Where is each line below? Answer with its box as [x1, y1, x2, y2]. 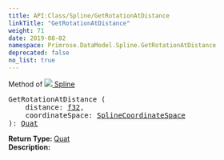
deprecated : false [8, 49, 70, 57]
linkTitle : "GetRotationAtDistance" [8, 19, 130, 27]
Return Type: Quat [8, 134, 70, 143]
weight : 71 [8, 26, 45, 34]
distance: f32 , [25, 102, 85, 112]
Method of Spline [8, 79, 75, 89]
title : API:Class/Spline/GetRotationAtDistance [8, 11, 170, 20]
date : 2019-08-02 [8, 34, 66, 42]
